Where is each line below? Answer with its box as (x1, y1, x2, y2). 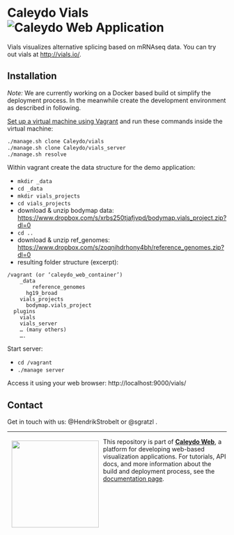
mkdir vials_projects (17, 193, 80, 200)
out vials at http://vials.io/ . (7, 50, 81, 58)
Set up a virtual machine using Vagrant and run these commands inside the (7, 117, 223, 125)
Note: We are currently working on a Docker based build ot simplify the (7, 88, 211, 97)
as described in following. (7, 103, 81, 112)
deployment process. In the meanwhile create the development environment (7, 96, 226, 104)
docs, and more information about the (103, 460, 212, 468)
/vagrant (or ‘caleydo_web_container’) (7, 271, 123, 279)
